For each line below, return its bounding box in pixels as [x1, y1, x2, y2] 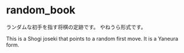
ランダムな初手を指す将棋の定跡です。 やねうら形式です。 [6, 23, 146, 30]
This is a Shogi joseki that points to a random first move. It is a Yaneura [6, 35, 179, 42]
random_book [6, 3, 75, 17]
